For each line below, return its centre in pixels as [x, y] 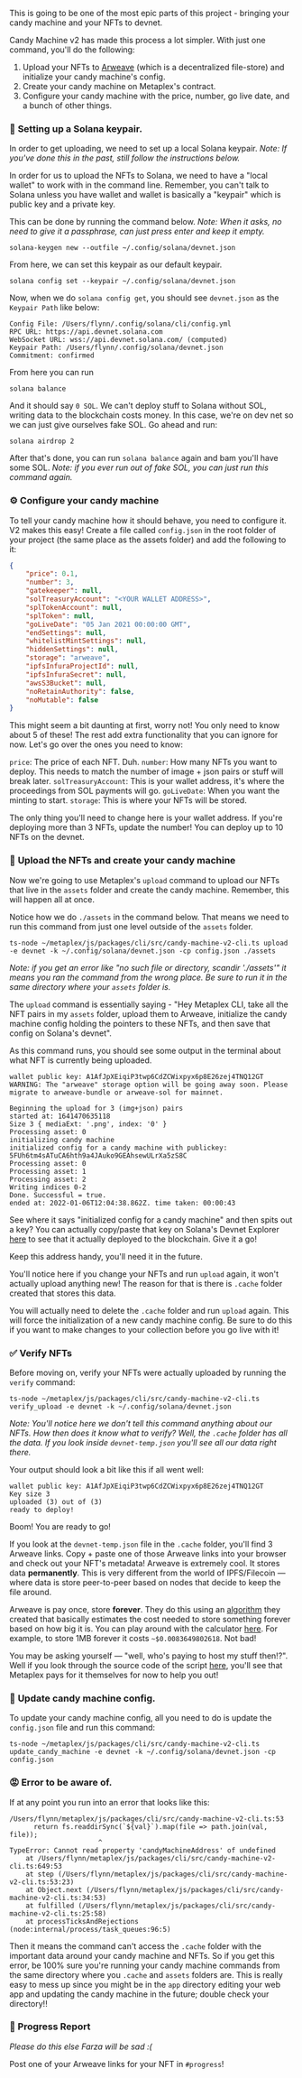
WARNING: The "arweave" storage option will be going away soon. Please [149, 1085]
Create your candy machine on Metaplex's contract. [119, 86]
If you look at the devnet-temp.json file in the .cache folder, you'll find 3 [141, 1544]
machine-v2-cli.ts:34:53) [58, 1898]
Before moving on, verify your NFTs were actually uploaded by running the [148, 1372]
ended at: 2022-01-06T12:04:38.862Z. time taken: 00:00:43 [123, 1203]
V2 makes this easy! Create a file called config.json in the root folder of [143, 530]
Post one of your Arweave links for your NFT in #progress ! [117, 2064]
